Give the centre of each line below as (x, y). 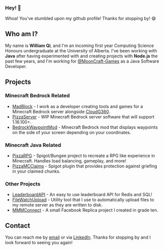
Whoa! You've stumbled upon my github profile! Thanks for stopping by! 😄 (81, 19)
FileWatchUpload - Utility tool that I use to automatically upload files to (83, 200)
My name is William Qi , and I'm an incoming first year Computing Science (80, 45)
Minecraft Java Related (33, 145)
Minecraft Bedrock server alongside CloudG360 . (61, 112)
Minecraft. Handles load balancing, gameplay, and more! (69, 161)
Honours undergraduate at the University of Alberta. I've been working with (81, 51)
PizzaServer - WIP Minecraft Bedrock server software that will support (83, 116)
